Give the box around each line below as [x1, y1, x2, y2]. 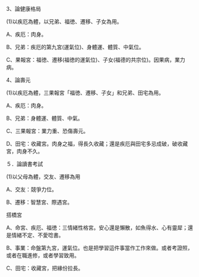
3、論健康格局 [6, 5, 41, 12]
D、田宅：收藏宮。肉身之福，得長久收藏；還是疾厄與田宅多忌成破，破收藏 [6, 140, 188, 147]
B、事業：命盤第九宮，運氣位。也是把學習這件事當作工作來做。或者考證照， [6, 245, 193, 251]
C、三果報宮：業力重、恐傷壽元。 [6, 128, 89, 134]
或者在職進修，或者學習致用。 [6, 252, 79, 259]
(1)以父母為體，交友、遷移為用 [6, 173, 81, 180]
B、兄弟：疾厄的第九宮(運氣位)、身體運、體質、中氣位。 [6, 44, 145, 50]
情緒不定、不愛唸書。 [11, 231, 64, 239]
